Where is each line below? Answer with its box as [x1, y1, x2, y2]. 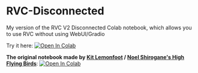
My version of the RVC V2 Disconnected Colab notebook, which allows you [6, 24, 192, 31]
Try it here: [6, 42, 34, 49]
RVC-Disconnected [6, 4, 104, 18]
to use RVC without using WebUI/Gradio [6, 30, 105, 37]
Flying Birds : [6, 60, 38, 67]
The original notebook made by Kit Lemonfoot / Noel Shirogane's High [6, 53, 185, 60]
